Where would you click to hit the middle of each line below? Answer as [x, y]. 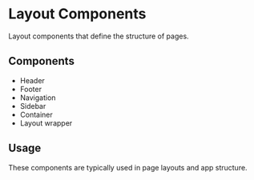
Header [32, 80]
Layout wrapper [46, 123]
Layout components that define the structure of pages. [99, 36]
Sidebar [33, 106]
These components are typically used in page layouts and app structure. [128, 167]
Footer [31, 89]
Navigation [38, 98]
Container [36, 114]
